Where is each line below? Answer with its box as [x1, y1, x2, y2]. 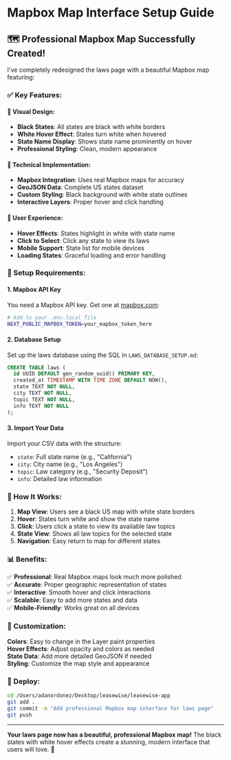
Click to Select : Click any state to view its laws [16, 236, 150, 244]
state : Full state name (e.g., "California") [16, 452, 133, 460]
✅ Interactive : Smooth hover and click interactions [7, 588, 151, 596]
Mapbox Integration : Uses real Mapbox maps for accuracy [16, 176, 184, 184]
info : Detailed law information [16, 474, 102, 483]
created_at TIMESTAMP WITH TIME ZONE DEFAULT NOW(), [13, 377, 168, 384]
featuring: [7, 73, 35, 81]
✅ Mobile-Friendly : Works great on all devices [7, 604, 140, 612]
